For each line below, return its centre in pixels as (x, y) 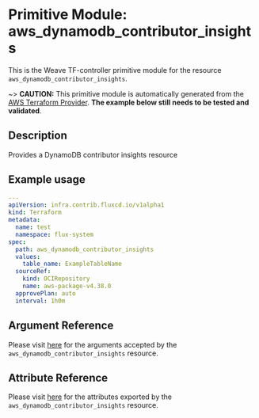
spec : (17, 242)
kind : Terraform (35, 213)
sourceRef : (33, 272)
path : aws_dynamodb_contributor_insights (85, 249)
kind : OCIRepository (56, 279)
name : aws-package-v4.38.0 (67, 287)
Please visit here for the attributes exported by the (90, 397)
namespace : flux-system (54, 234)
